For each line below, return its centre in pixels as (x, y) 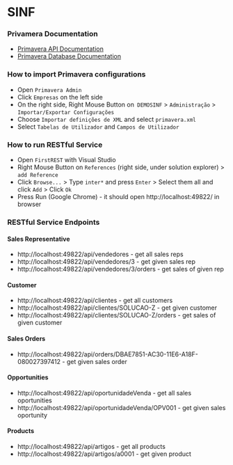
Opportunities (28, 377)
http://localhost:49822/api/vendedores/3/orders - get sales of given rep (120, 269)
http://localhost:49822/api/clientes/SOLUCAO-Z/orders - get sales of (116, 315)
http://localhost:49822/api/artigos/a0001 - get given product (104, 454)
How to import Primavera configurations (77, 74)
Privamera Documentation (53, 34)
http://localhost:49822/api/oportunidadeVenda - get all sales (104, 393)
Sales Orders (26, 339)
